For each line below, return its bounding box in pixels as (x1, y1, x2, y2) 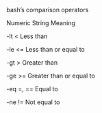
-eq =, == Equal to (6, 85, 59, 93)
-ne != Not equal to (6, 98, 60, 106)
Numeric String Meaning (6, 19, 76, 27)
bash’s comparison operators (6, 6, 89, 14)
